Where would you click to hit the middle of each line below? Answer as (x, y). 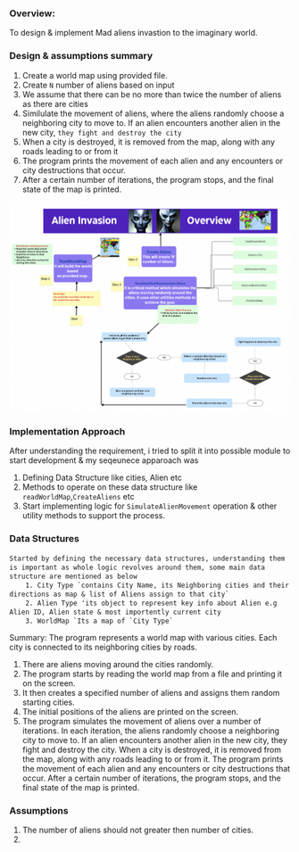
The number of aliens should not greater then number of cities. (138, 830)
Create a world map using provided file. (95, 75)
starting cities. (48, 702)
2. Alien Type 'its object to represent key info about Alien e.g (151, 603)
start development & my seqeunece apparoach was (104, 460)
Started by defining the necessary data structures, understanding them (147, 558)
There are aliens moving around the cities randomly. (118, 664)
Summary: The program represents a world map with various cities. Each (143, 637)
